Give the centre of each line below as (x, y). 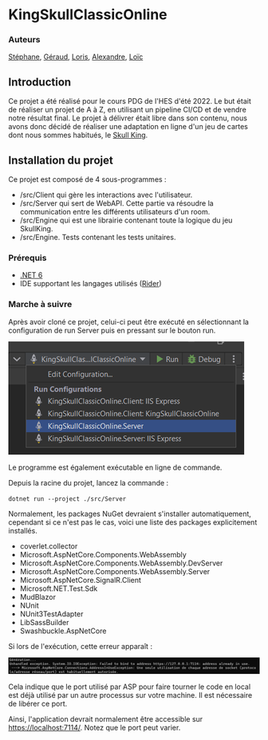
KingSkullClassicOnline (88, 15)
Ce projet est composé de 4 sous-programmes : (87, 179)
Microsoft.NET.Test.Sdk (59, 588)
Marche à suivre (40, 305)
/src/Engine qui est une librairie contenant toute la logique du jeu (126, 220)
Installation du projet (61, 160)
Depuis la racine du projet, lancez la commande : (89, 482)
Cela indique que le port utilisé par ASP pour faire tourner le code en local (130, 687)
